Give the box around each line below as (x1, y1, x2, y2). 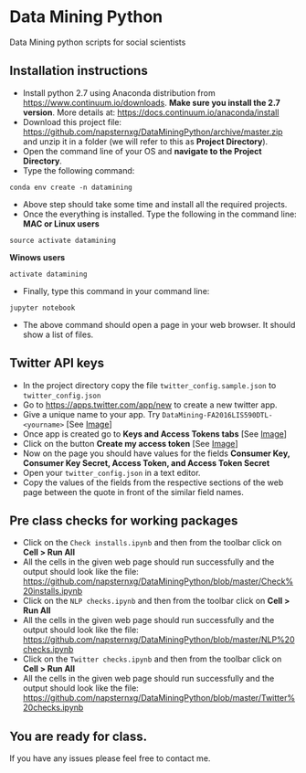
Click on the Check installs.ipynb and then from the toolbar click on (22, 537, 282, 548)
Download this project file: (22, 116, 121, 127)
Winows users (9, 251, 66, 262)
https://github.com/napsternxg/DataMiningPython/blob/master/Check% (22, 576, 294, 587)
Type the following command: (22, 164, 135, 175)
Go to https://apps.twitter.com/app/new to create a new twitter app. (22, 399, 278, 410)
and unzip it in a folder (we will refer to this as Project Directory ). (22, 135, 269, 147)
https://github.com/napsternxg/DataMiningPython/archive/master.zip (22, 126, 283, 137)
